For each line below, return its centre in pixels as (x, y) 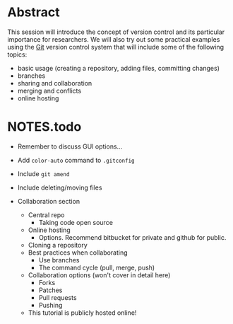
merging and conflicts (49, 91)
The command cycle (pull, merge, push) (97, 267)
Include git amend (43, 173)
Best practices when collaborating (78, 253)
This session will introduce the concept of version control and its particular (116, 32)
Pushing (50, 305)
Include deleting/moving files (60, 187)
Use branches (59, 260)
